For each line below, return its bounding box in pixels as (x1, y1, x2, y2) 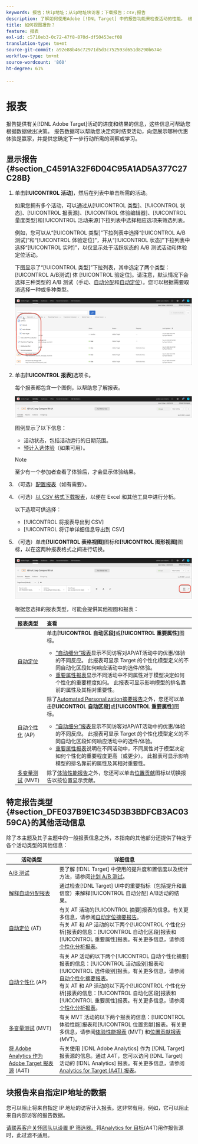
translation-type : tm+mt (6, 41, 67, 47)
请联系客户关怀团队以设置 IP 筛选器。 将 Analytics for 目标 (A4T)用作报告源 (6, 1125, 184, 1132)
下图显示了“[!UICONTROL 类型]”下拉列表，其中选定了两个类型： (14, 264, 170, 271)
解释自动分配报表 (8, 890, 50, 897)
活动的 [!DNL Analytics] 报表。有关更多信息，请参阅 (59, 1060, 185, 1067)
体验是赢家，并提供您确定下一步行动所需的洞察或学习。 (6, 135, 140, 142)
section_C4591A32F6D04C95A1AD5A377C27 (14, 164, 187, 174)
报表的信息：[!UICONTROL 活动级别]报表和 (59, 960, 164, 967)
